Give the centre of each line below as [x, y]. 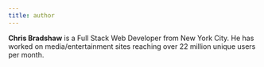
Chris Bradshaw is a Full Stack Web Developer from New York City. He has [131, 38]
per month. [26, 54]
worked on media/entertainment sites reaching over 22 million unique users [132, 46]
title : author [32, 15]
